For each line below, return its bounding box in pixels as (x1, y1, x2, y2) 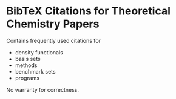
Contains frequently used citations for (6, 37, 101, 44)
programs (15, 74, 40, 81)
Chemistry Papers (6, 17, 100, 31)
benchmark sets (15, 68, 56, 75)
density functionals (15, 48, 64, 56)
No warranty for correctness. (6, 86, 80, 93)
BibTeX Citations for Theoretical (6, 4, 171, 18)
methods (15, 62, 38, 69)
